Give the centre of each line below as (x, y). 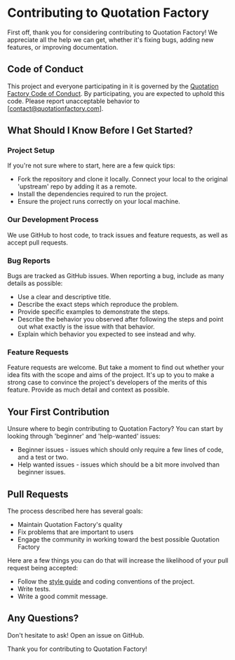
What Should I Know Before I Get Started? (100, 131)
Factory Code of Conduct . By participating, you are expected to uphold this (116, 93)
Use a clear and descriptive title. (64, 297)
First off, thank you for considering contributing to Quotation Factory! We (113, 32)
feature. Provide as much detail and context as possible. (88, 390)
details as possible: (35, 283)
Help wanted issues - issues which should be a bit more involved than (118, 465)
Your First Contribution (59, 412)
